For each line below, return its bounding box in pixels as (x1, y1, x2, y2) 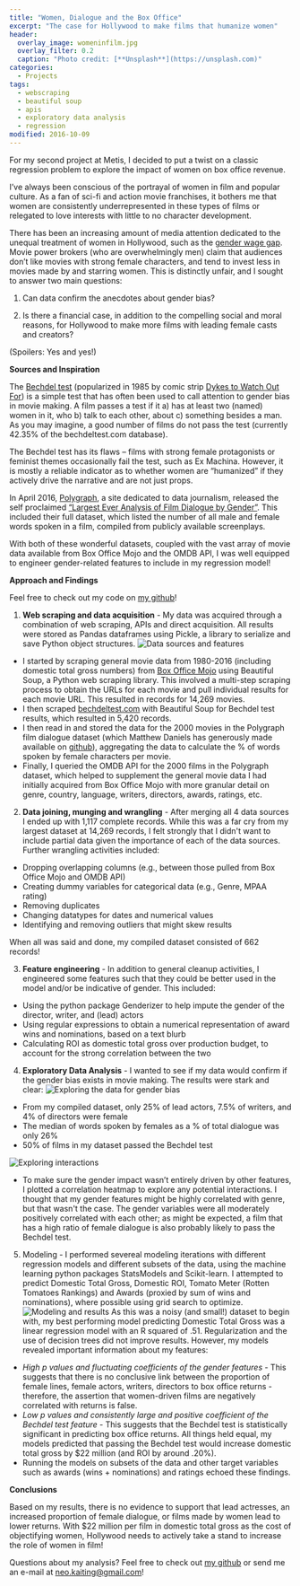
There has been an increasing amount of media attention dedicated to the (9, 227, 281, 238)
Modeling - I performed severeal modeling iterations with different (21, 1249, 266, 1259)
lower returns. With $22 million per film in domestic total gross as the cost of (9, 1520, 292, 1531)
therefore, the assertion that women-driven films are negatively (21, 1390, 256, 1401)
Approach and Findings (9, 574, 99, 585)
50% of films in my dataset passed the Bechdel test (21, 1139, 213, 1150)
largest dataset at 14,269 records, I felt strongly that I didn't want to (21, 825, 271, 836)
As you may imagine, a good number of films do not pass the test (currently (9, 419, 288, 430)
